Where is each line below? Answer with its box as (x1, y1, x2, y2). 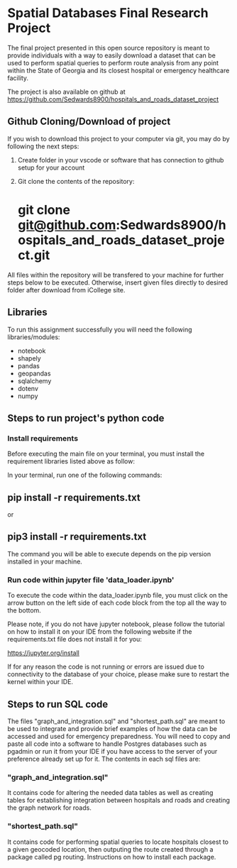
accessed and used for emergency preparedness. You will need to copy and (7, 732, 231, 740)
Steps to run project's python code (7, 412, 165, 424)
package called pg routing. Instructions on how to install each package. (7, 852, 216, 861)
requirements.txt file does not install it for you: (7, 635, 142, 644)
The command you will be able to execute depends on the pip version (7, 549, 211, 558)
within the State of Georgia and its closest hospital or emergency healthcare (7, 66, 230, 75)
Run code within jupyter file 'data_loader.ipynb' (7, 575, 175, 585)
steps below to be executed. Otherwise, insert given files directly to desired (7, 278, 228, 287)
